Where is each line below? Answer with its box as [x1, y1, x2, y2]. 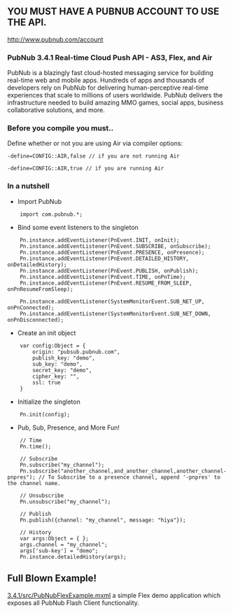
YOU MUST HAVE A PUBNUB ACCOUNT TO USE [7, 6, 220, 18]
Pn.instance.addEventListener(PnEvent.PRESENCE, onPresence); [20, 249, 205, 256]
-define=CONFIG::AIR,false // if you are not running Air [7, 153, 180, 160]
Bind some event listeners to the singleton [17, 223, 139, 231]
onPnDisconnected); [7, 316, 64, 323]
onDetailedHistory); [7, 261, 68, 268]
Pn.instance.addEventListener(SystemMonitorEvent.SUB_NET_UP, [20, 298, 205, 305]
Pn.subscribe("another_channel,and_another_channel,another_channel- [20, 468, 227, 475]
